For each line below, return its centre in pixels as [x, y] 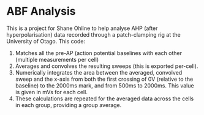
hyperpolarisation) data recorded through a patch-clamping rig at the [93, 34]
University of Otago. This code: [46, 41]
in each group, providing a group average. [68, 105]
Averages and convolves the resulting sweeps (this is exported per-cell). [107, 66]
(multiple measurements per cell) [57, 59]
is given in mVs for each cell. [51, 92]
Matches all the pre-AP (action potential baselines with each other [99, 53]
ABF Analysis [41, 11]
